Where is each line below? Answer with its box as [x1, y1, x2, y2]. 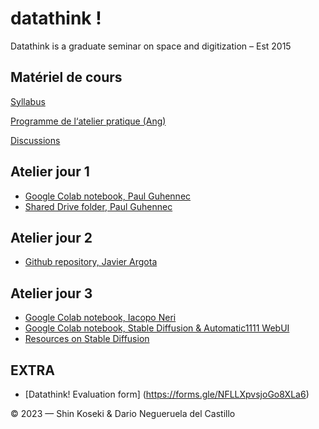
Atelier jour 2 [10, 229, 93, 246]
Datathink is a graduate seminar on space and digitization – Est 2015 [10, 40, 292, 52]
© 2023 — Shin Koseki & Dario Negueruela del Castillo [10, 408, 236, 419]
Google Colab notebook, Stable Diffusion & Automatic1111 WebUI [24, 322, 290, 334]
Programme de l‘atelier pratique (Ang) [10, 115, 167, 127]
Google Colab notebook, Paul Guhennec [24, 190, 192, 202]
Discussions [10, 134, 61, 146]
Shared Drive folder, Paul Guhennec [24, 200, 173, 212]
